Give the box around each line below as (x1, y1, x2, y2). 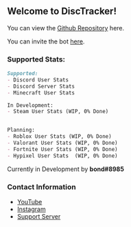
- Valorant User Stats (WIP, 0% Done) (7, 139, 118, 147)
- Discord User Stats (7, 76, 69, 83)
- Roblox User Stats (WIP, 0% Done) (7, 133, 112, 140)
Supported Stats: (7, 55, 66, 64)
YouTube (16, 198, 43, 206)
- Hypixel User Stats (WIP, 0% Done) (7, 152, 118, 159)
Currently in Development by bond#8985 (7, 165, 125, 173)
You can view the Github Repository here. (7, 23, 125, 32)
